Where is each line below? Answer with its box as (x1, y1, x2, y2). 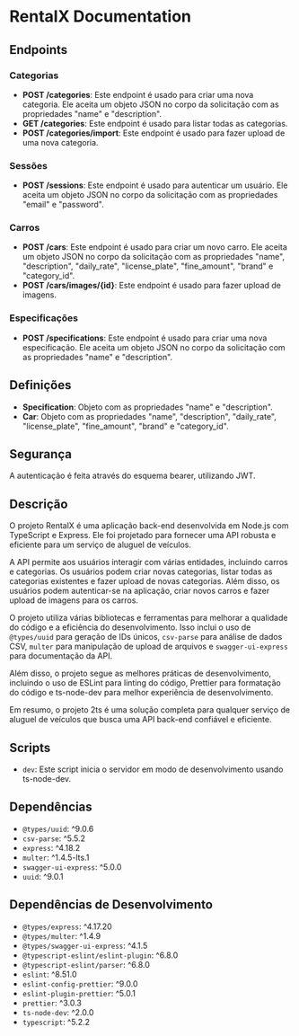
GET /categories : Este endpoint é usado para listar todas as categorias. (22, 118, 288, 128)
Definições (9, 377, 72, 393)
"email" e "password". (22, 199, 105, 210)
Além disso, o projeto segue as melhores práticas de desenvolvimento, (9, 668, 272, 679)
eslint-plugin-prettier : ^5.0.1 (22, 987, 136, 998)
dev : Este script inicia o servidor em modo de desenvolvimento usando (22, 764, 284, 775)
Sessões (9, 159, 48, 172)
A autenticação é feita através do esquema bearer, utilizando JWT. (9, 470, 256, 482)
